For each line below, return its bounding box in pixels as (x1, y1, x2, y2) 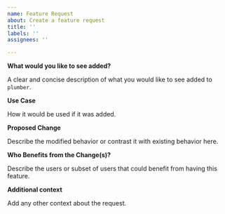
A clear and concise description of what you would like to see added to (7, 75, 212, 84)
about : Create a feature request (7, 17, 105, 24)
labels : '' (7, 29, 39, 37)
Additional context (7, 185, 63, 194)
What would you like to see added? (7, 62, 111, 70)
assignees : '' (7, 36, 49, 44)
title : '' (7, 23, 36, 30)
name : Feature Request (7, 10, 74, 18)
